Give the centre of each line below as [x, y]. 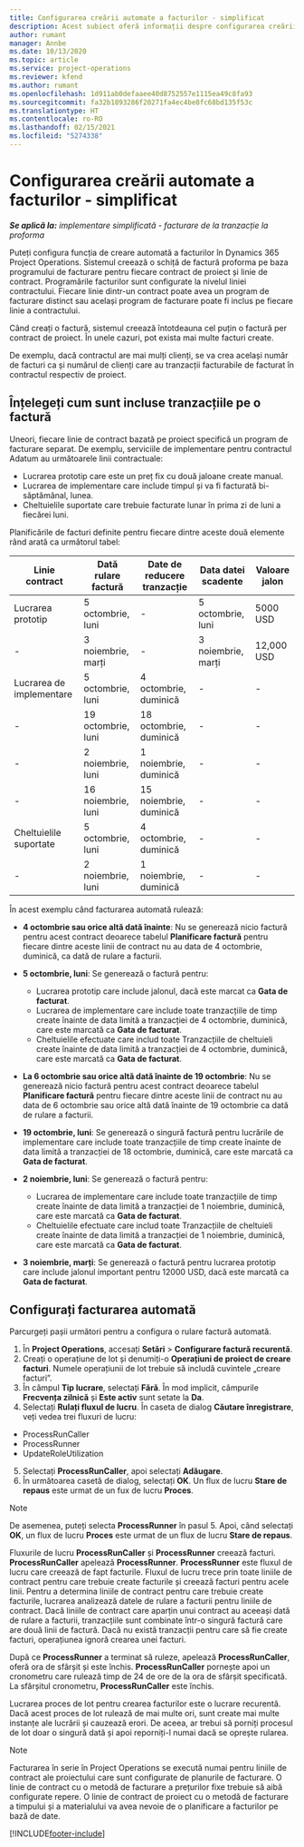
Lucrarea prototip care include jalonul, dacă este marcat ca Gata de [161, 991]
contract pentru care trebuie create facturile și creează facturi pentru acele [149, 1582]
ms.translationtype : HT [54, 111]
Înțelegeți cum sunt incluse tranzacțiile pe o [135, 403]
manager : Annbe [38, 43]
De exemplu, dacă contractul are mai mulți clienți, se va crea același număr [149, 355]
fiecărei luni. [46, 515]
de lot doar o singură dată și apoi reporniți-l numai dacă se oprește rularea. [149, 1733]
